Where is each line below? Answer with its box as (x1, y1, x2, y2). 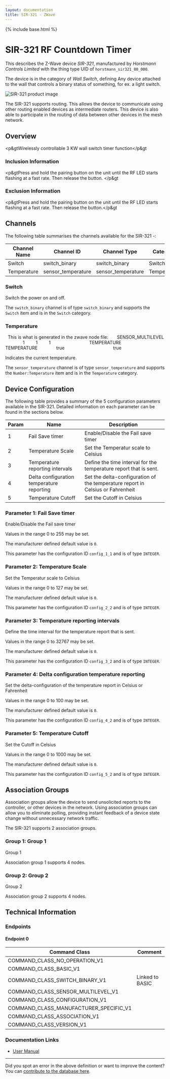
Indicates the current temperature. (5, 355, 77, 361)
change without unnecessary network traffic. (5, 815, 99, 822)
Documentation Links (5, 1036, 59, 1043)
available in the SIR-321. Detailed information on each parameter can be (5, 404, 155, 410)
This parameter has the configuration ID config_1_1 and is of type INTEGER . (5, 550, 160, 557)
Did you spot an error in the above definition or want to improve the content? (5, 1062, 165, 1069)
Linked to (136, 973, 159, 980)
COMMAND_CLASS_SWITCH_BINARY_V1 (8, 977, 106, 984)
